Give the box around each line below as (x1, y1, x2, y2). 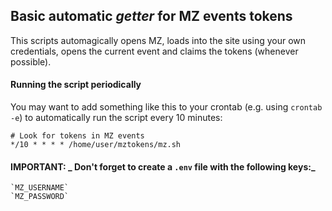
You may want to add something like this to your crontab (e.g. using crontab (10, 101, 323, 113)
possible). (10, 55, 52, 68)
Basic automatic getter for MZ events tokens (10, 8, 293, 25)
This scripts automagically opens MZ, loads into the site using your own (10, 34, 307, 46)
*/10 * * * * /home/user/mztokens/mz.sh (10, 140, 182, 150)
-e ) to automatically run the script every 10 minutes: (10, 112, 223, 124)
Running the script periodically (10, 79, 142, 91)
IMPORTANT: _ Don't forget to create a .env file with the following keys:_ (10, 160, 316, 173)
